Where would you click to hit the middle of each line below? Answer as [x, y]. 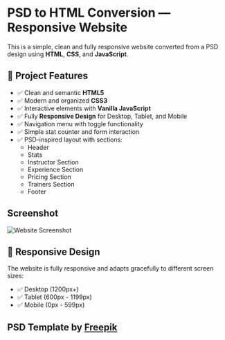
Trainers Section [51, 184]
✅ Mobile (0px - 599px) [51, 305]
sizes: [16, 276]
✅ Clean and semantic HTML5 [61, 92]
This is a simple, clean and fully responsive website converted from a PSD [113, 46]
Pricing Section [49, 177]
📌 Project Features [48, 76]
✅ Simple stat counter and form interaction [78, 131]
